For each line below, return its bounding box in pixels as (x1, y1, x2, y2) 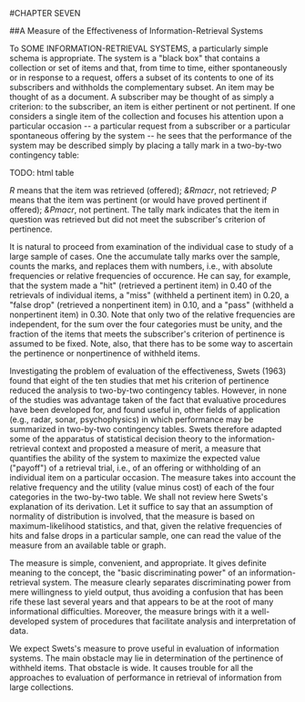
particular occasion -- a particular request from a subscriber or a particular (9, 120, 291, 131)
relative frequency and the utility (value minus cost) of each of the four (9, 482, 275, 492)
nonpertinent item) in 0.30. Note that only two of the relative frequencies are (9, 309, 296, 320)
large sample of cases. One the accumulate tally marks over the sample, (9, 251, 280, 262)
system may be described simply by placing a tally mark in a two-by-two (9, 140, 282, 150)
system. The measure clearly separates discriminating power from (42, 577, 291, 587)
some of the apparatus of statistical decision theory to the (9, 433, 228, 444)
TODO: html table (9, 168, 75, 178)
